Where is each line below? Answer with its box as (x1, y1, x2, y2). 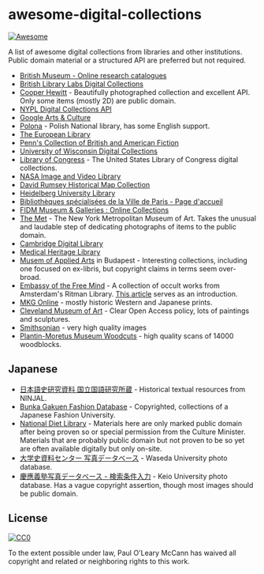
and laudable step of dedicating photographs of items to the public (19, 221, 236, 231)
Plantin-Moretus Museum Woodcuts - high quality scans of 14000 (19, 330, 234, 341)
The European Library (19, 129, 91, 139)
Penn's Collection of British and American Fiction (19, 138, 180, 147)
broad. (19, 272, 42, 281)
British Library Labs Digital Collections (19, 79, 144, 89)
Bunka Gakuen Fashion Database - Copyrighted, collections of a (19, 402, 229, 411)
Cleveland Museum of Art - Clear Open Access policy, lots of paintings (19, 306, 250, 315)
